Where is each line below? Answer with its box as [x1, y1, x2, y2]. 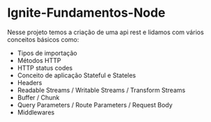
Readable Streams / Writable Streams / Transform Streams [17, 86, 186, 94]
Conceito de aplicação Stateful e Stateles [17, 71, 136, 79]
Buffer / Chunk [17, 93, 60, 102]
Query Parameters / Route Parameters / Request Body [17, 100, 173, 109]
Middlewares [17, 108, 55, 116]
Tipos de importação [17, 49, 78, 57]
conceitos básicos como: [7, 35, 79, 43]
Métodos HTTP [17, 56, 61, 64]
